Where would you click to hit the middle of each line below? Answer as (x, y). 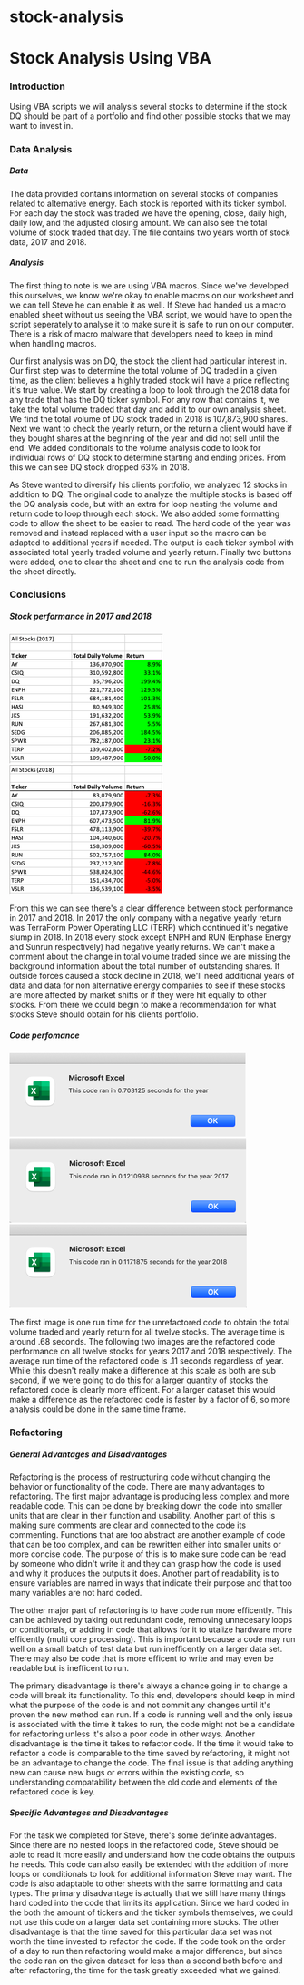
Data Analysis (41, 149)
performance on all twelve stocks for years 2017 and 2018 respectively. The (151, 1351)
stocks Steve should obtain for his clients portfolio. (104, 1014)
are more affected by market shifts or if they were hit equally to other (138, 995)
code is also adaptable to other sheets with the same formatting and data (146, 1883)
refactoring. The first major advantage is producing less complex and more (149, 1496)
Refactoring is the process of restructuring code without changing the (140, 1477)
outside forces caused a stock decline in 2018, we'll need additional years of (152, 976)
